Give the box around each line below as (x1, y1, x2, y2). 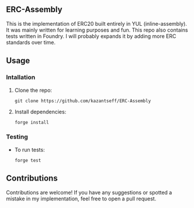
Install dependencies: (14, 108, 67, 115)
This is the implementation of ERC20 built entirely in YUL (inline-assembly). (6, 20, 187, 27)
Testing (6, 133, 28, 141)
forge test (14, 157, 41, 163)
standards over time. (6, 39, 56, 46)
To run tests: (14, 146, 45, 153)
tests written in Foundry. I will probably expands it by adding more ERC (6, 32, 176, 40)
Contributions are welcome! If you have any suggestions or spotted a (6, 189, 172, 196)
